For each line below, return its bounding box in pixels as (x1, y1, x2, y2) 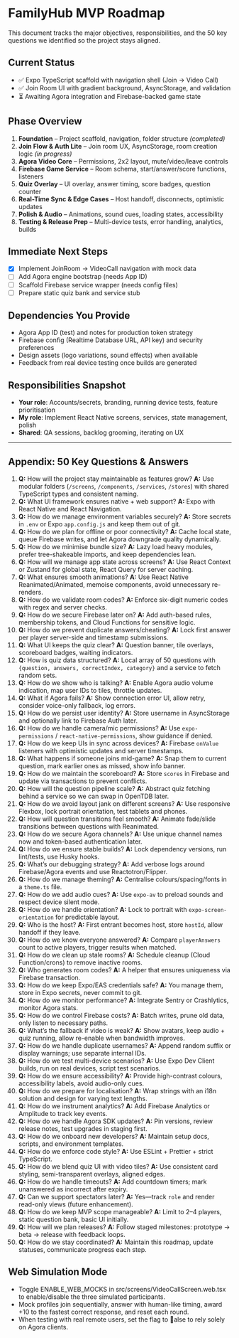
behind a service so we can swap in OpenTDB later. (18, 792, 169, 801)
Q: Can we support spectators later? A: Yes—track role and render (18, 1193, 215, 1201)
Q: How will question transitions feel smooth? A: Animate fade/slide (18, 814, 216, 823)
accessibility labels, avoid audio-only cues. (18, 1079, 145, 1088)
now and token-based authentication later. (18, 837, 143, 846)
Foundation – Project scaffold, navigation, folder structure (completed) (18, 134, 226, 143)
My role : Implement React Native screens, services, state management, (18, 413, 228, 422)
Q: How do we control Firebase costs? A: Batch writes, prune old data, (18, 1012, 225, 1020)
